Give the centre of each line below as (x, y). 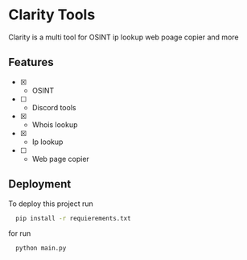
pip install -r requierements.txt (73, 218)
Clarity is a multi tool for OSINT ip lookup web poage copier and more (123, 37)
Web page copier (61, 159)
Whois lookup (55, 124)
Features (31, 62)
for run (20, 233)
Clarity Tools (52, 15)
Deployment (40, 184)
